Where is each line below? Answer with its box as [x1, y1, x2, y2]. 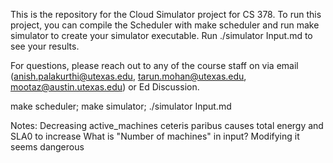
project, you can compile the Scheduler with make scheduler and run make [10, 19, 320, 31]
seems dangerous [10, 141, 85, 153]
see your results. [10, 40, 80, 52]
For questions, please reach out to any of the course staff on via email [10, 60, 299, 71]
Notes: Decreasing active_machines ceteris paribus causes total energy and [10, 120, 324, 131]
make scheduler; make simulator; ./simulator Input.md [10, 100, 232, 112]
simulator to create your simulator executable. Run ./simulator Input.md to [10, 30, 313, 41]
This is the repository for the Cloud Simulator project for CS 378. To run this [10, 9, 322, 20]
